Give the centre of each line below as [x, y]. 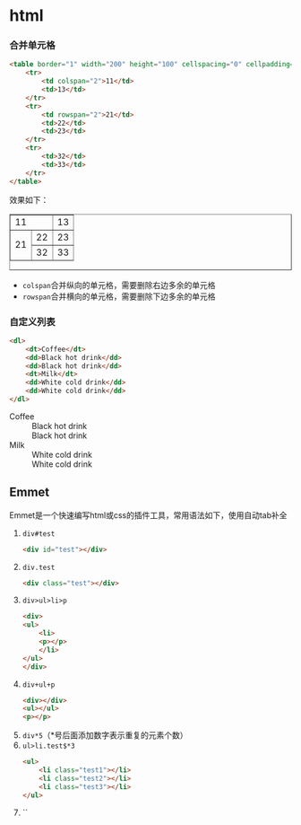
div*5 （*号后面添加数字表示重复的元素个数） [105, 735]
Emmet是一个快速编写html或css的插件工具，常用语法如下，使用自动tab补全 [149, 515]
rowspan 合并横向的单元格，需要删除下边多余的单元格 [119, 296]
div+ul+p [39, 685]
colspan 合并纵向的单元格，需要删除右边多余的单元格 [119, 285]
